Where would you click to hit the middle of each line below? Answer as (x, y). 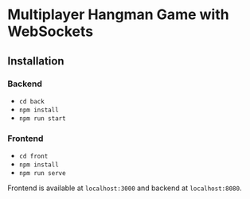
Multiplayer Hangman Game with (118, 15)
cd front (33, 157)
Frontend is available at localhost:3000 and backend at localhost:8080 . (125, 188)
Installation (36, 61)
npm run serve (42, 174)
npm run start (42, 118)
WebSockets (50, 31)
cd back (31, 101)
